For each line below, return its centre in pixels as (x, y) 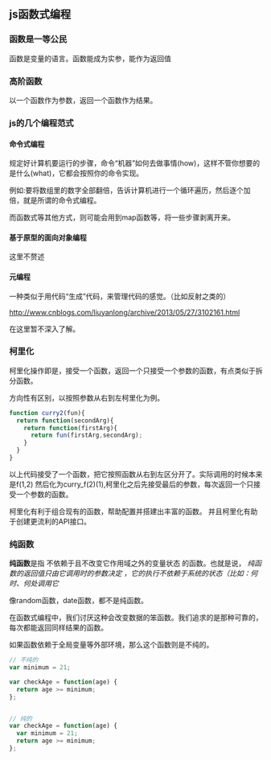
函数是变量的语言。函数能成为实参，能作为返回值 (90, 58)
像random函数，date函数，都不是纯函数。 (78, 601)
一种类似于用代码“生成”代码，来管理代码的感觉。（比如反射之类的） (120, 296)
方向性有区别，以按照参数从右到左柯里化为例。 (86, 397)
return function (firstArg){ (70, 428)
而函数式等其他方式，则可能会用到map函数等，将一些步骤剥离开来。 (122, 218)
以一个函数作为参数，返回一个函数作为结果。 (83, 100)
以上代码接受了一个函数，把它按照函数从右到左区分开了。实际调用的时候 (129, 474)
